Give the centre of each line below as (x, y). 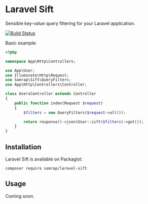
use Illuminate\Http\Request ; (37, 75)
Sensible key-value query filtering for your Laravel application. (70, 23)
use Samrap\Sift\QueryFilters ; (38, 80)
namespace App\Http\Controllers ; (41, 61)
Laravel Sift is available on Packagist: (44, 159)
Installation (23, 147)
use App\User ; (20, 70)
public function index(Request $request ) (59, 103)
